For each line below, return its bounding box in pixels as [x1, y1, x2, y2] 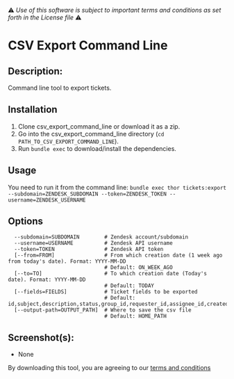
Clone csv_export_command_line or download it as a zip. [17, 122, 181, 131]
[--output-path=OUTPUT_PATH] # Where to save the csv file [14, 307, 192, 314]
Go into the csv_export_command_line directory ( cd [17, 129, 165, 138]
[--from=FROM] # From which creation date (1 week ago [14, 252, 223, 259]
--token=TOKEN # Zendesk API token [14, 246, 164, 253]
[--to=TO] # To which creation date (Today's [14, 271, 208, 277]
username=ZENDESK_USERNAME [8, 196, 86, 204]
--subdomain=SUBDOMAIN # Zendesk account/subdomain [14, 234, 189, 241]
